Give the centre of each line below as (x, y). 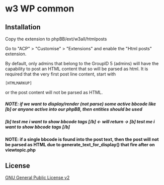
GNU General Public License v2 (37, 178)
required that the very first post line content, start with (60, 74)
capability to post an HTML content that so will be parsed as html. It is (77, 69)
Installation (23, 27)
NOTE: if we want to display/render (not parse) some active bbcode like (81, 104)
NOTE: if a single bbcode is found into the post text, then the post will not (82, 139)
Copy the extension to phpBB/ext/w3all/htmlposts (56, 39)
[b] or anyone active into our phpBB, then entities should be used (74, 109)
